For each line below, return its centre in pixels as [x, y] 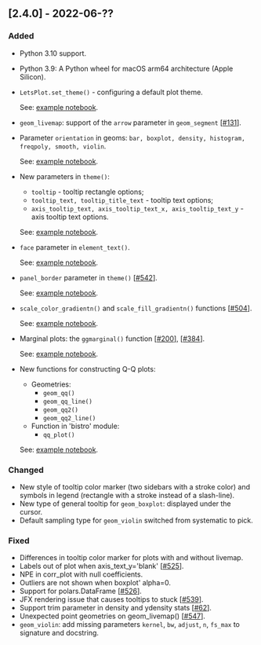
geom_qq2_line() [69, 418]
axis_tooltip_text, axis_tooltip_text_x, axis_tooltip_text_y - [138, 208]
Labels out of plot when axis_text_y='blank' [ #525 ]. [101, 566]
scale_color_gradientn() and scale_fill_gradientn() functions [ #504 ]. [136, 308]
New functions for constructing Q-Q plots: [87, 368]
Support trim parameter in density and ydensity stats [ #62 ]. [115, 608]
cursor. [31, 511]
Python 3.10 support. [53, 53]
